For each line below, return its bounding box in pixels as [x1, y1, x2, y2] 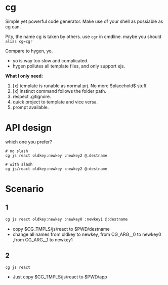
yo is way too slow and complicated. [12, 57, 89, 63]
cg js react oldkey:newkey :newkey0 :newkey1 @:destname [5, 217, 128, 222]
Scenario [5, 183, 44, 195]
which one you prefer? [5, 138, 52, 145]
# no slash [5, 149, 28, 154]
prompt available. [12, 104, 49, 110]
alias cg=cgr [5, 39, 33, 44]
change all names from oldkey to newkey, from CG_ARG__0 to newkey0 [12, 231, 161, 237]
